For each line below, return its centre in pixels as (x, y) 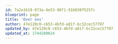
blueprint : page (22, 15)
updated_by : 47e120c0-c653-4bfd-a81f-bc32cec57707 (59, 29)
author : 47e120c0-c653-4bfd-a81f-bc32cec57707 (55, 24)
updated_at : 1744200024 (30, 33)
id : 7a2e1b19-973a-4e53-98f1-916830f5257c (50, 10)
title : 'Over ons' (24, 19)
